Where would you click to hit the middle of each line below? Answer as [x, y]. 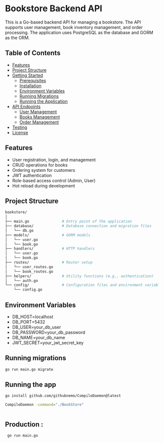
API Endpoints [26, 106]
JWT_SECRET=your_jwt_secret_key [48, 343]
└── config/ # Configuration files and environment [74, 285]
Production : [24, 424]
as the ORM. [18, 38]
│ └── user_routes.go [29, 267]
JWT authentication [32, 175]
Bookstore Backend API [54, 9]
